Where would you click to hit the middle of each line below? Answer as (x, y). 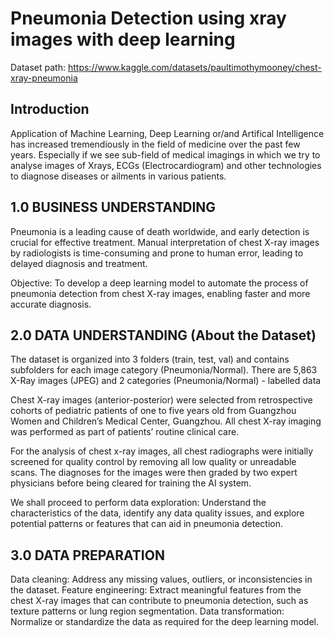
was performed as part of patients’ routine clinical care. (125, 432)
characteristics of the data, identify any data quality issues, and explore (157, 513)
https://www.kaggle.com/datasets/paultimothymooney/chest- (194, 67)
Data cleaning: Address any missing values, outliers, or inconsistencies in (161, 579)
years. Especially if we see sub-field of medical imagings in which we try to (165, 154)
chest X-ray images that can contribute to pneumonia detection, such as (159, 601)
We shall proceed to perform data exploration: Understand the (138, 503)
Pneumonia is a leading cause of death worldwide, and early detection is (160, 231)
